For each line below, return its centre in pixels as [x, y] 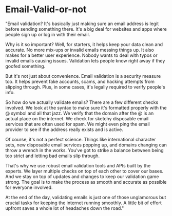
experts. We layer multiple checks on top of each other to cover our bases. [84, 171]
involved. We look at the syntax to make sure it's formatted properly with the [86, 107]
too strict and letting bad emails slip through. [53, 156]
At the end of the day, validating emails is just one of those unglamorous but [86, 197]
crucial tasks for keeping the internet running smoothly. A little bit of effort [83, 203]
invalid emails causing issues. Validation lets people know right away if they [85, 60]
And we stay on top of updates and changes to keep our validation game [82, 176]
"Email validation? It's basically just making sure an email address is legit [82, 24]
